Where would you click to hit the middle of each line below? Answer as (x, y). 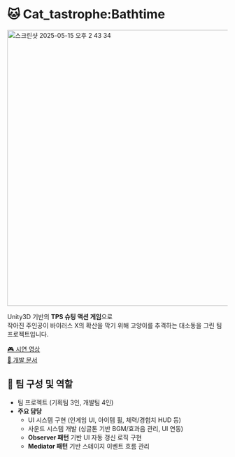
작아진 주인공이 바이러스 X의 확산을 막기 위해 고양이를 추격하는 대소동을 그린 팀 (115, 325)
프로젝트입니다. (28, 334)
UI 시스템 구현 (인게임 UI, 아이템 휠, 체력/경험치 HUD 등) (105, 420)
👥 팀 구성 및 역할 (40, 384)
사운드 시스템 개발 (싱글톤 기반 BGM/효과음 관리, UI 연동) (106, 428)
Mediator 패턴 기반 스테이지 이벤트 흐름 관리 (89, 446)
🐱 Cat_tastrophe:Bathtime (86, 14)
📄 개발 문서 (22, 360)
